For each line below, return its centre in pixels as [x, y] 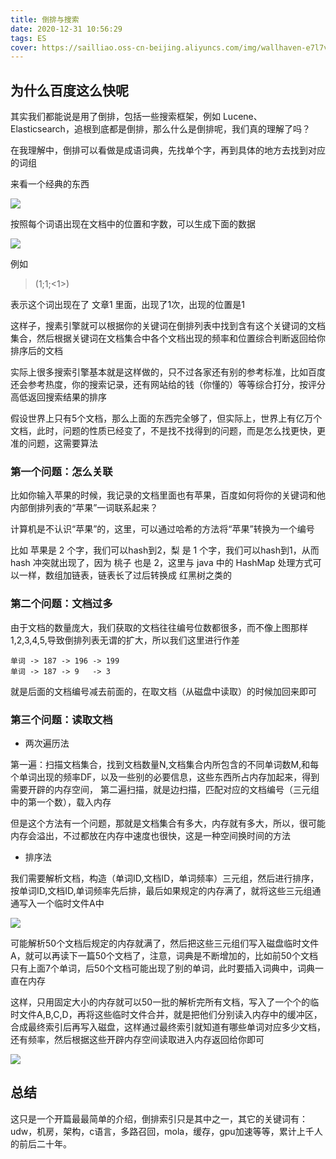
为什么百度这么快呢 [69, 90]
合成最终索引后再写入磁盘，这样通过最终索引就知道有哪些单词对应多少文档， [168, 1027]
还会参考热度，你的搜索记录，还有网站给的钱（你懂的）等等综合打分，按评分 [168, 385]
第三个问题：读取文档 [61, 719]
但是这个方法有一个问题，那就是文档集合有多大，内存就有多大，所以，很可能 [168, 823]
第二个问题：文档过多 [61, 604]
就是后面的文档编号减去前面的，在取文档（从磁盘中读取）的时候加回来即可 [163, 691]
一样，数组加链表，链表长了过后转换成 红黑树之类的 [125, 575]
